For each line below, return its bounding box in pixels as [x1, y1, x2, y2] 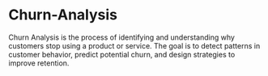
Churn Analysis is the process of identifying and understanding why [8, 32, 235, 42]
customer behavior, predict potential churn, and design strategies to [8, 49, 236, 59]
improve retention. [8, 58, 70, 68]
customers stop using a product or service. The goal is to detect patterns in [8, 40, 261, 50]
